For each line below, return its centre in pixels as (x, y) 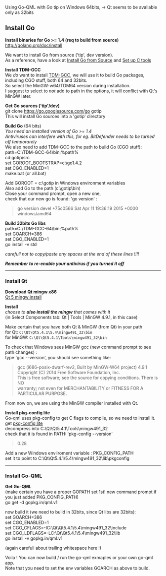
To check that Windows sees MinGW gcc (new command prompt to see (78, 347)
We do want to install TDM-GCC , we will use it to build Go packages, (75, 75)
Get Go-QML (18, 487)
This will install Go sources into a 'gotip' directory (55, 116)
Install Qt (16, 281)
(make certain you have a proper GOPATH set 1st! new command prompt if (81, 492)
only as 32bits (20, 12)
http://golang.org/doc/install (34, 45)
